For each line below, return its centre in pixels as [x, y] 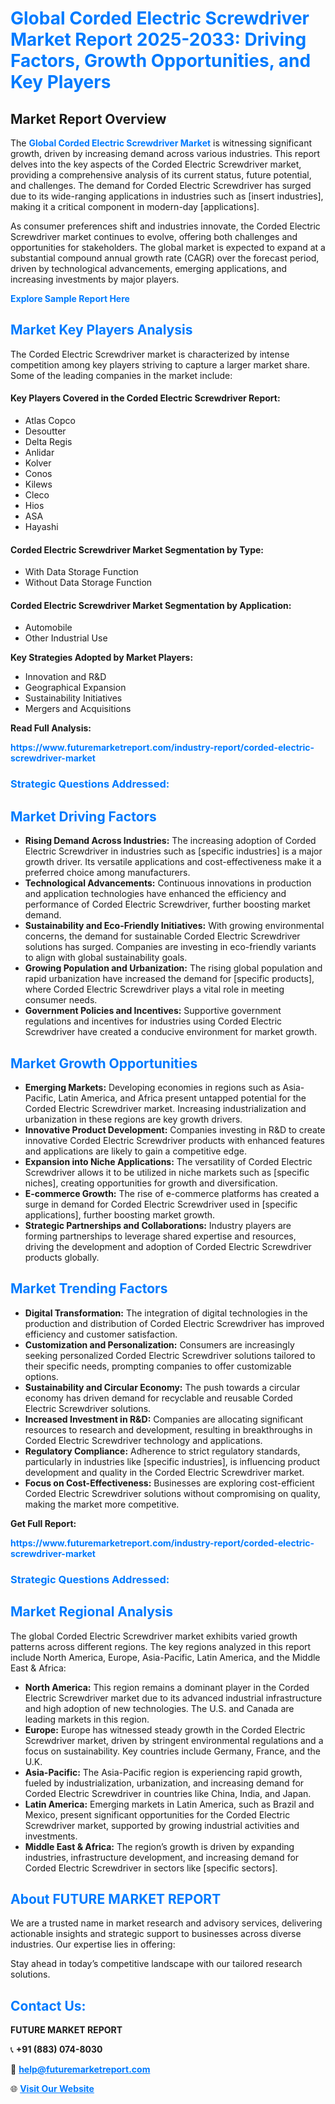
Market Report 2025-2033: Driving [158, 39]
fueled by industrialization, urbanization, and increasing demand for [164, 1783]
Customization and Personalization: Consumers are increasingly [159, 1344]
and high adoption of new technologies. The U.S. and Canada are [159, 1708]
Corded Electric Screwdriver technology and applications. [143, 1440]
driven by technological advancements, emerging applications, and [149, 268]
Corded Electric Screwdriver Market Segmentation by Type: [137, 549]
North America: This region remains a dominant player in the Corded [167, 1687]
